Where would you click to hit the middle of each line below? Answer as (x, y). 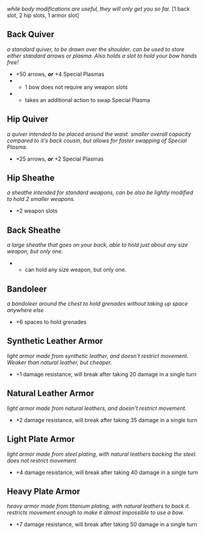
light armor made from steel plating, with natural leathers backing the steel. (102, 454)
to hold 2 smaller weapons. (41, 199)
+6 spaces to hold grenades (51, 322)
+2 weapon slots (37, 211)
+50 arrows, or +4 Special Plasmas (60, 74)
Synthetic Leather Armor (55, 341)
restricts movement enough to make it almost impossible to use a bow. (96, 513)
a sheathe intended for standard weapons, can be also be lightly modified (100, 192)
